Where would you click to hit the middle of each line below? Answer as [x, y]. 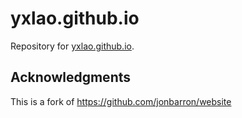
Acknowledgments [71, 77]
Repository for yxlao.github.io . [72, 46]
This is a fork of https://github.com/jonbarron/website [121, 101]
